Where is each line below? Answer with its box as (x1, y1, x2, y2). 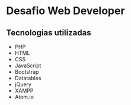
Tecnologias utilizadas (6, 28, 91, 38)
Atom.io (14, 93, 34, 100)
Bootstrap (14, 68, 39, 75)
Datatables (14, 75, 41, 81)
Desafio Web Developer (6, 4, 126, 18)
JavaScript (14, 62, 41, 69)
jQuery (14, 81, 31, 88)
